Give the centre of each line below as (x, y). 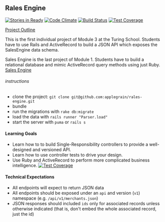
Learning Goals (21, 133)
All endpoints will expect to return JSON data (58, 188)
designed (22, 150)
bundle (20, 107)
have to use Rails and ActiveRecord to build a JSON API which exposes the (81, 45)
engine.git (23, 102)
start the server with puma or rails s (49, 122)
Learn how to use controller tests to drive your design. (67, 155)
